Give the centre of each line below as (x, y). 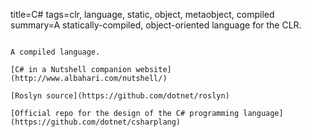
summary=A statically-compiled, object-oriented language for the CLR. (156, 25)
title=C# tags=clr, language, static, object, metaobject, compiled (142, 14)
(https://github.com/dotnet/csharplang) (96, 122)
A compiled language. (55, 52)
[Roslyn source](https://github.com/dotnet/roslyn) (120, 96)
